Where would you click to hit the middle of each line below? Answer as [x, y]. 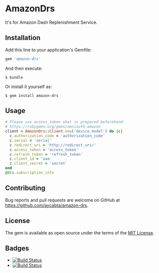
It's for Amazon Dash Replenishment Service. [51, 22]
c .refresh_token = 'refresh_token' [46, 154]
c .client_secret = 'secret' [39, 164]
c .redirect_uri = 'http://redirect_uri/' [53, 145]
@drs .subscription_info [30, 173]
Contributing [25, 188]
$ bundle [14, 77]
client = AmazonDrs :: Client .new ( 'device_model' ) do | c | [64, 132]
